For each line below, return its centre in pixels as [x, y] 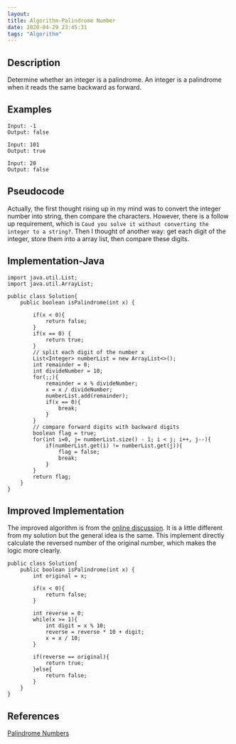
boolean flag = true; [65, 433]
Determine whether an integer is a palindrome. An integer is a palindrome [115, 80]
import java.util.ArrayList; [50, 284]
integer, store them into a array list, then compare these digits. [98, 238]
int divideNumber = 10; [68, 371]
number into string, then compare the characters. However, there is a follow [118, 216]
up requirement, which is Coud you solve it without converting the [108, 223]
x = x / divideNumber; [79, 389]
